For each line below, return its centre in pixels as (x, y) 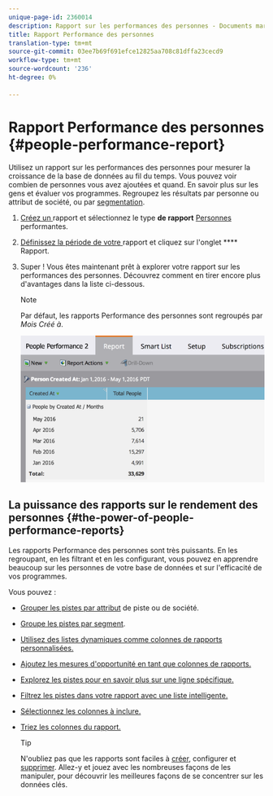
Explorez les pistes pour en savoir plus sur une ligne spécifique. (127, 679)
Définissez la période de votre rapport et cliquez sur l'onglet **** (129, 242)
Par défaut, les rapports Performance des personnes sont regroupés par (141, 315)
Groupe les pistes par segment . (73, 623)
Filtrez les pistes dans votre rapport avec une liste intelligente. (124, 695)
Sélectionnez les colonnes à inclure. (80, 711)
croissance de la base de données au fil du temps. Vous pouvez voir (123, 176)
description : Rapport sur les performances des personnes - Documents (130, 26)
